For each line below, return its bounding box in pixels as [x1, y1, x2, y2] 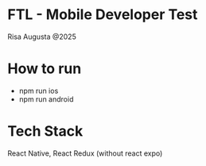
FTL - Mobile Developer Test [7, 6, 198, 24]
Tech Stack [7, 122, 84, 141]
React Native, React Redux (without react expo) [7, 149, 163, 158]
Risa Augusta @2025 [7, 32, 76, 41]
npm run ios [18, 86, 59, 95]
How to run [7, 60, 82, 78]
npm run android [18, 94, 74, 104]
